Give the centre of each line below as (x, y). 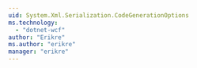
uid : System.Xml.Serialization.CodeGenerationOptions (99, 15)
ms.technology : (33, 23)
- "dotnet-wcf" (40, 30)
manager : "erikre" (38, 52)
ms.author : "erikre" (42, 45)
